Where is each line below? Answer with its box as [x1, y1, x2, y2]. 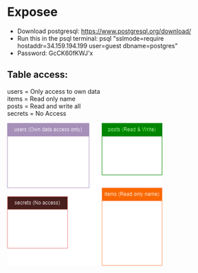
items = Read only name [7, 94, 76, 103]
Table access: [7, 69, 69, 81]
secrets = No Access [7, 109, 67, 117]
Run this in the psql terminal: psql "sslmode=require [16, 34, 164, 42]
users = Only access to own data [7, 87, 101, 95]
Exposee [7, 4, 58, 20]
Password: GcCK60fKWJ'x [16, 49, 93, 57]
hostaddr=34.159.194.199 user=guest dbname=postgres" [16, 41, 178, 50]
